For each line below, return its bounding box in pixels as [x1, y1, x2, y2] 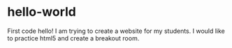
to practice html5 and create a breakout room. [7, 34, 140, 42]
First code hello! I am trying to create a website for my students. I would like [7, 27, 226, 35]
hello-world [7, 4, 77, 20]
